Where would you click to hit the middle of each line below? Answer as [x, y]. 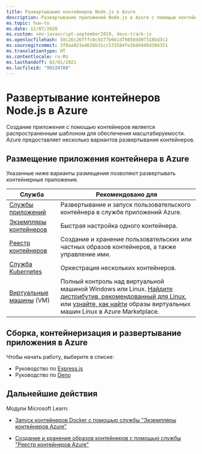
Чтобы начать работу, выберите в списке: [60, 356]
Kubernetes [26, 272]
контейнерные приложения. [42, 180]
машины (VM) [29, 300]
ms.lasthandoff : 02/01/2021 [41, 62]
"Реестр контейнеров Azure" [52, 444]
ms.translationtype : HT [36, 51]
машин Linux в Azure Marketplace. [110, 312]
